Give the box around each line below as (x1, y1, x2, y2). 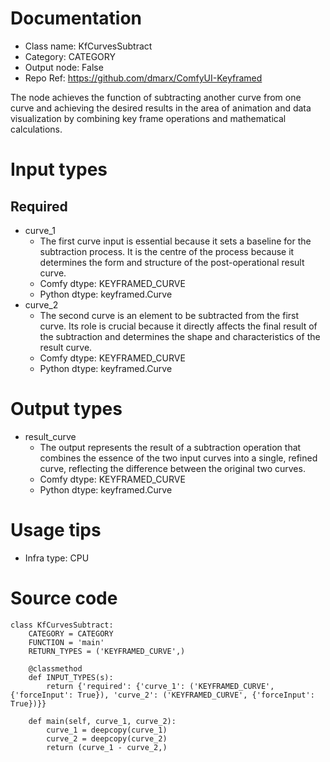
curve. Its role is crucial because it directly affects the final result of (39, 320, 318, 332)
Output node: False (24, 61, 104, 73)
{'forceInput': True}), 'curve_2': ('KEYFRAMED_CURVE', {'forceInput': (10, 690, 315, 700)
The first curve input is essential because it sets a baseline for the (39, 235, 312, 247)
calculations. (10, 123, 63, 135)
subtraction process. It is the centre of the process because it (39, 245, 295, 257)
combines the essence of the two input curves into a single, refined (39, 452, 318, 464)
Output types (10, 398, 123, 421)
